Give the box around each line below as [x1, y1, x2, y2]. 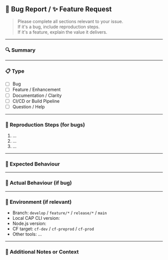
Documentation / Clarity [12, 92, 62, 98]
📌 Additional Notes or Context [5, 248, 79, 255]
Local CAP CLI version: [12, 215, 60, 221]
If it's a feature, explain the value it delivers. [17, 29, 107, 35]
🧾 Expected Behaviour [5, 160, 60, 167]
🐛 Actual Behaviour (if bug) [5, 179, 72, 186]
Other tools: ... [12, 231, 42, 237]
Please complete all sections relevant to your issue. [17, 18, 123, 24]
